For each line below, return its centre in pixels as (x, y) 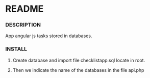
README (24, 9)
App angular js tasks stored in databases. (49, 36)
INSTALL (16, 49)
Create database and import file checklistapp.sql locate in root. (79, 60)
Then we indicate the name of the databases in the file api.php (78, 70)
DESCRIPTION (23, 25)
